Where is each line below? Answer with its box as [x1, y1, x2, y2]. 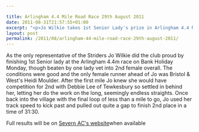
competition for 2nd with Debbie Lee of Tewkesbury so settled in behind [6, 83, 182, 90]
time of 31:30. [6, 108, 40, 115]
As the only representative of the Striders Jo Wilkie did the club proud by [6, 52, 184, 59]
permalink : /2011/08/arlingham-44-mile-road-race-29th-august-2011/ [6, 36, 179, 42]
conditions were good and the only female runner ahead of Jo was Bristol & [6, 71, 191, 78]
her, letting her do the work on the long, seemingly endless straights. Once [6, 90, 188, 97]
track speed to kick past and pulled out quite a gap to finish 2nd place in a [6, 102, 187, 109]
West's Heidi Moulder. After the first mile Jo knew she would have [6, 77, 167, 84]
